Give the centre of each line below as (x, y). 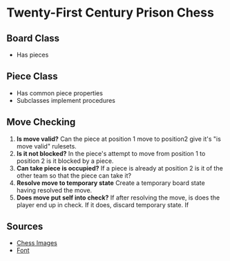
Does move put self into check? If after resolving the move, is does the (118, 197)
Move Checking (41, 122)
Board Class (33, 38)
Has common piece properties (59, 93)
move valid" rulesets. (46, 146)
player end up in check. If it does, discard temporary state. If (103, 204)
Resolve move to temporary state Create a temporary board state (111, 183)
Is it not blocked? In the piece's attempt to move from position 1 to (111, 153)
